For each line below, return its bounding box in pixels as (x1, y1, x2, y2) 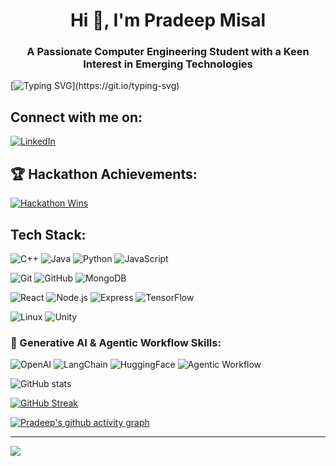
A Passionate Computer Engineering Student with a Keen (26, 45, 310, 59)
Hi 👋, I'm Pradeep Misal (69, 9, 267, 32)
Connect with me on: (10, 109, 143, 126)
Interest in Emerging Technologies (83, 57, 253, 71)
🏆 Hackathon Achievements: (10, 165, 198, 183)
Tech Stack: (10, 226, 87, 243)
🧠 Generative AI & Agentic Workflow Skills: (10, 335, 222, 349)
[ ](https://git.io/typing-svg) (10, 80, 180, 92)
